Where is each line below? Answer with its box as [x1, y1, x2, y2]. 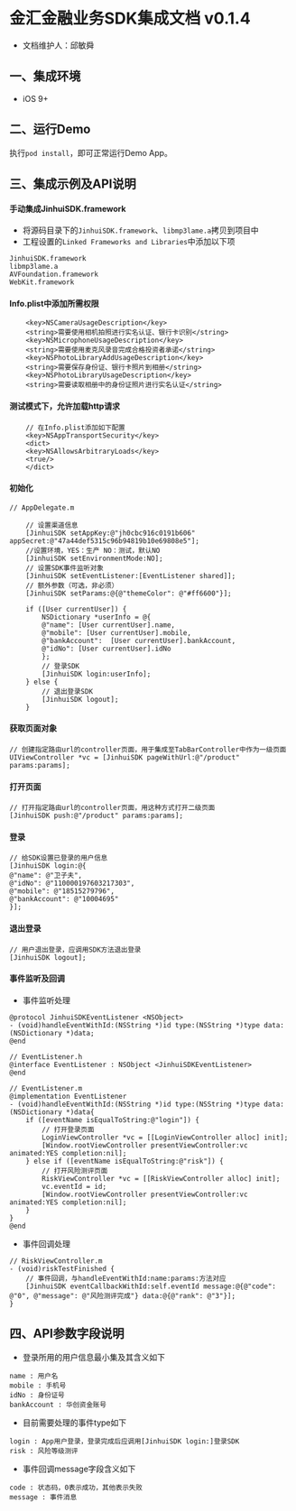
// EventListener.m [9, 1083, 83, 1092]
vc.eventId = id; [42, 1182, 106, 1191]
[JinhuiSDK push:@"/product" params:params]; [9, 811, 183, 821]
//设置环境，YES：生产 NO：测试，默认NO [25, 546, 161, 555]
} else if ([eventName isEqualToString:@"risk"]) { [25, 1156, 224, 1165]
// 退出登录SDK [42, 686, 93, 696]
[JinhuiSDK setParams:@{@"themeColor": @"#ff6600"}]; [25, 588, 232, 598]
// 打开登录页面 [42, 1125, 95, 1134]
